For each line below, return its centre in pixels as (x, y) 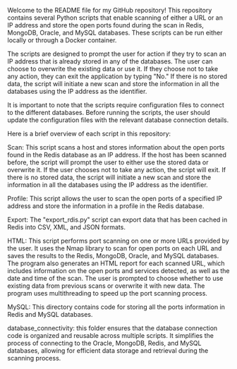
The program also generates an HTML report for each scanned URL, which (116, 263)
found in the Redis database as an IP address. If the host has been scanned (117, 155)
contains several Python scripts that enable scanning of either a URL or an (115, 18)
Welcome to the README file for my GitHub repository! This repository (110, 10)
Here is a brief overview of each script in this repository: (89, 134)
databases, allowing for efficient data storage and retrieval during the (108, 351)
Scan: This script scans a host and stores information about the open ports (116, 147)
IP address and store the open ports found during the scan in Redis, (106, 25)
